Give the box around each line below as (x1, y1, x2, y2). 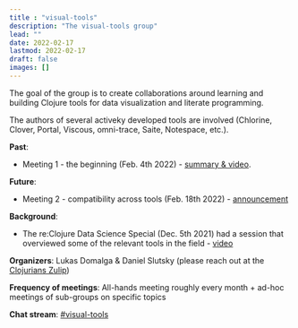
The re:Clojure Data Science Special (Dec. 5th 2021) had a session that (21, 228, 285, 238)
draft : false (9, 55, 58, 64)
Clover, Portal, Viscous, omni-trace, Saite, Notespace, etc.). (9, 124, 229, 134)
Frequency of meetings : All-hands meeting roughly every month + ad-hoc (9, 281, 285, 292)
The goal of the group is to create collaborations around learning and (9, 87, 264, 99)
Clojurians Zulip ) (9, 264, 70, 275)
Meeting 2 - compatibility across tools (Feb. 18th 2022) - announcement (21, 194, 289, 204)
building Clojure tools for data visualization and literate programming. (9, 97, 264, 108)
